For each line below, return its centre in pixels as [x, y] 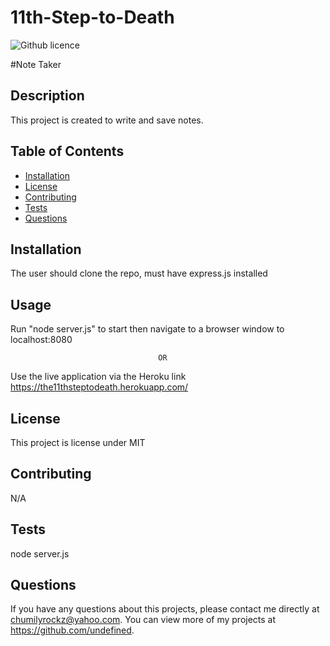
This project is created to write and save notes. [107, 120]
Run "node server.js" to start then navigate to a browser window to [147, 329]
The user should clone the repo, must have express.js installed [139, 273]
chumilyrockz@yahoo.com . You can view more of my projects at [143, 620]
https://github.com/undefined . [72, 630]
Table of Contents [67, 151]
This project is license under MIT [78, 442]
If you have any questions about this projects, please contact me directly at [165, 609]
